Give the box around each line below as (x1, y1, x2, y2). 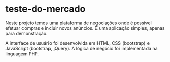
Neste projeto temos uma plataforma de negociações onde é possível (5, 20, 152, 26)
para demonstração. (5, 30, 48, 36)
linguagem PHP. (5, 51, 39, 57)
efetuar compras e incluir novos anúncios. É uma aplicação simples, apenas (5, 25, 165, 31)
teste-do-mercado (5, 3, 86, 15)
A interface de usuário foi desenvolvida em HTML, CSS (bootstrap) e (5, 40, 150, 46)
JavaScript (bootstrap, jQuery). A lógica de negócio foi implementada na (5, 45, 158, 51)
